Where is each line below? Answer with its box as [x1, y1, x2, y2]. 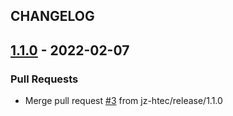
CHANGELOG [10, 8, 95, 25]
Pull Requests [10, 72, 79, 86]
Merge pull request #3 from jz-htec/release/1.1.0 [24, 95, 223, 107]
